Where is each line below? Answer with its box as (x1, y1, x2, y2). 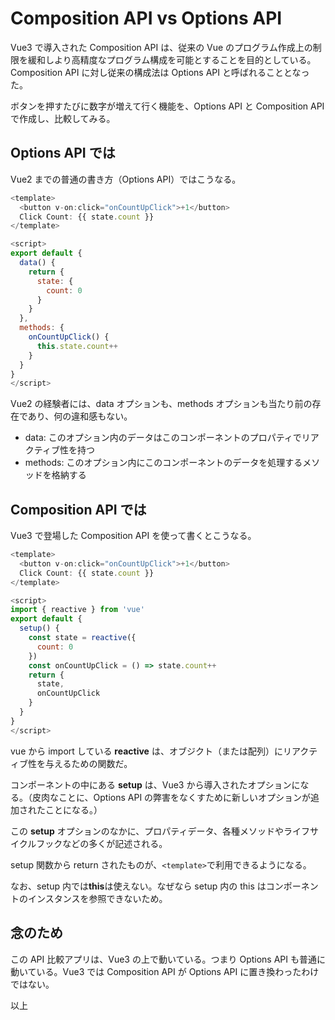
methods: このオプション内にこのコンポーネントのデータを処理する (24, 457, 303, 469)
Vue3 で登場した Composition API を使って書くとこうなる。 (10, 530, 257, 542)
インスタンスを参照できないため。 (27, 892, 168, 904)
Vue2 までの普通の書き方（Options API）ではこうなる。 (10, 173, 242, 185)
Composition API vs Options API (10, 7, 283, 30)
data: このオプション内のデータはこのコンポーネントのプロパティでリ (24, 432, 311, 444)
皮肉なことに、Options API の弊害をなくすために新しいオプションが (31, 791, 312, 803)
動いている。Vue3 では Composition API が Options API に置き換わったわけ (10, 965, 320, 977)
